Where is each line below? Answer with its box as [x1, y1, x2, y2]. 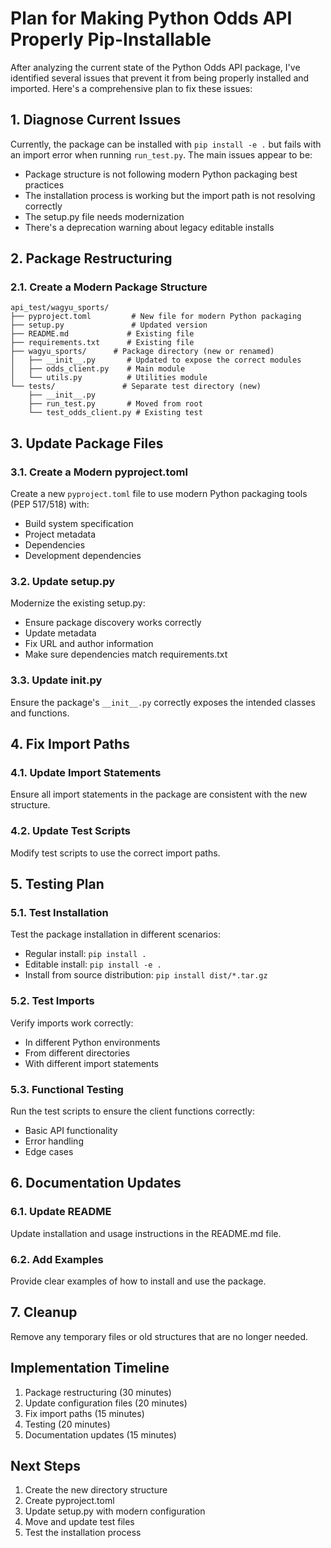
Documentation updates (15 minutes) [24, 1428, 177, 1441]
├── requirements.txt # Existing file [10, 338, 195, 348]
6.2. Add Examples [10, 1252, 104, 1266]
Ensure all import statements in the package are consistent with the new [10, 788, 308, 801]
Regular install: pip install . [24, 948, 147, 960]
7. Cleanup [10, 1304, 78, 1321]
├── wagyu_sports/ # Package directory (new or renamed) [10, 347, 275, 357]
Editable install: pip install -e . [24, 958, 162, 971]
